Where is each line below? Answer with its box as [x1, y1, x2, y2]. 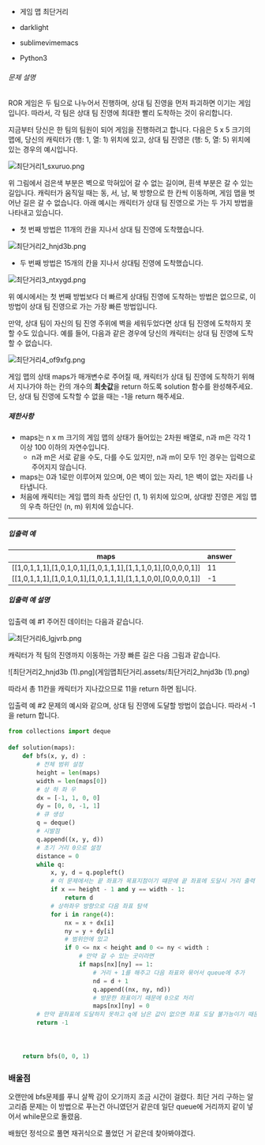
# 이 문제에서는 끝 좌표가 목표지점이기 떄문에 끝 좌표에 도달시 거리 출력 [50, 877, 255, 885]
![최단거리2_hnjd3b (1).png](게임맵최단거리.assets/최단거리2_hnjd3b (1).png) [8, 667, 250, 676]
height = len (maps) [36, 769, 101, 777]
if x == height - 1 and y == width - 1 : [50, 886, 185, 894]
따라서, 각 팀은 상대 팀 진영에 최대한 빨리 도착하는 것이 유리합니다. [31, 108, 233, 118]
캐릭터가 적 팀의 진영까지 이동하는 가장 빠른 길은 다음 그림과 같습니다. [8, 650, 221, 660]
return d [64, 894, 93, 902]
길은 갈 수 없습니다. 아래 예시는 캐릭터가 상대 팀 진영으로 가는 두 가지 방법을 [22, 198, 254, 208]
